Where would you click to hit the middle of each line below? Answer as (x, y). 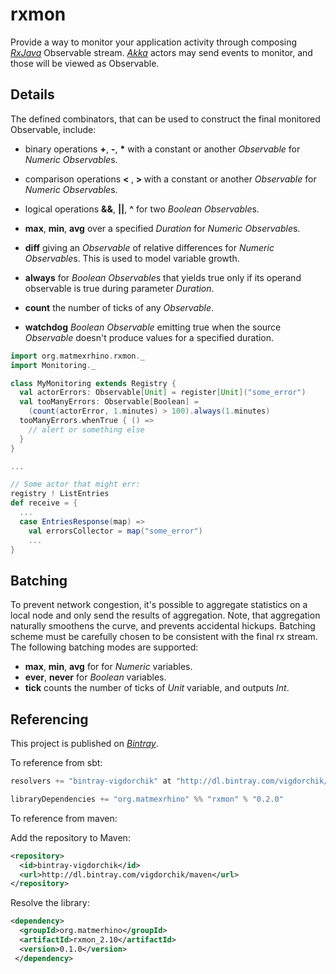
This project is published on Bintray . (84, 743)
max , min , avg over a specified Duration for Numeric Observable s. (162, 228)
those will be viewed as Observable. (85, 63)
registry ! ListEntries (60, 494)
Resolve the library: (50, 903)
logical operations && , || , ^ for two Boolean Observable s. (142, 209)
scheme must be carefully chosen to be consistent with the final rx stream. (164, 637)
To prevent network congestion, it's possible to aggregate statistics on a (159, 605)
